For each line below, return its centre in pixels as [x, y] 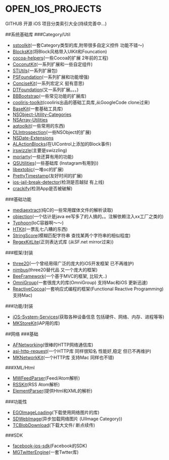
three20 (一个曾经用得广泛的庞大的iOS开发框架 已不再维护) [73, 263]
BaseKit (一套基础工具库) [38, 109]
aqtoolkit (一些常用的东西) [39, 126]
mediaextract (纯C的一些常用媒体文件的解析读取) [63, 210]
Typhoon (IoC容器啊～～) [38, 223]
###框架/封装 [19, 253]
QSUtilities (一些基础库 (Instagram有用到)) [55, 163]
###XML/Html [20, 367]
